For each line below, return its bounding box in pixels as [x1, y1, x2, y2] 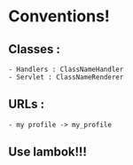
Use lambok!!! [8, 145, 88, 160]
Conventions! [8, 6, 110, 27]
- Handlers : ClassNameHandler [8, 65, 124, 74]
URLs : [8, 97, 45, 112]
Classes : [8, 42, 61, 57]
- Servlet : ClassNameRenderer [8, 73, 124, 82]
